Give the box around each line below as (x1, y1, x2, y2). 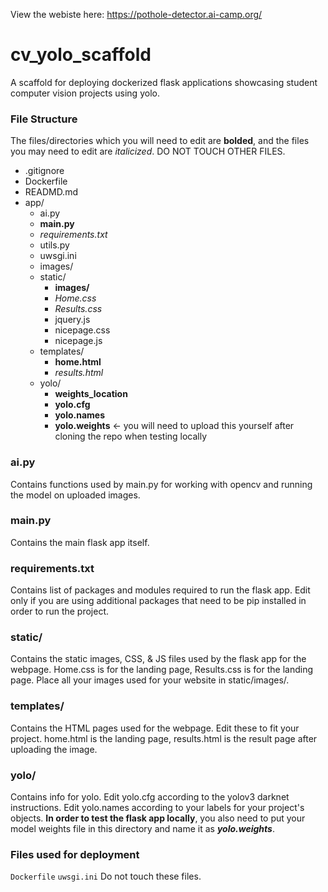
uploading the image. (10, 743, 98, 755)
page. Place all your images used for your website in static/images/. (10, 674, 290, 686)
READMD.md (24, 186, 78, 198)
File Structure (10, 112, 78, 126)
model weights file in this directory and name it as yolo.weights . (10, 823, 275, 835)
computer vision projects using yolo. (10, 87, 160, 99)
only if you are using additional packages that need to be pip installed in (10, 595, 307, 607)
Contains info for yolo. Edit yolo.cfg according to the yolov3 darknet (10, 791, 290, 803)
